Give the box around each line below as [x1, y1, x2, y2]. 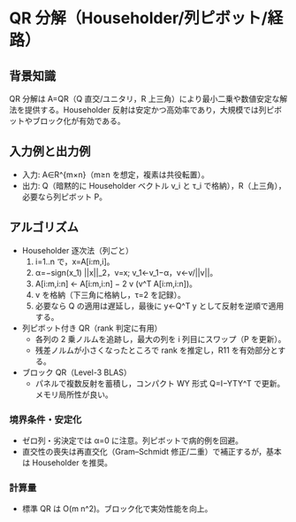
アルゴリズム [9, 220, 80, 235]
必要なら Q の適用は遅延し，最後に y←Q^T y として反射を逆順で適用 [34, 300, 285, 311]
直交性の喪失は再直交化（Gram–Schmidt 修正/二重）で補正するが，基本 [21, 446, 283, 456]
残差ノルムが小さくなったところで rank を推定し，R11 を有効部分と [34, 345, 278, 355]
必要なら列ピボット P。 [21, 191, 108, 202]
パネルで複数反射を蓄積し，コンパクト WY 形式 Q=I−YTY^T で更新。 [34, 378, 285, 388]
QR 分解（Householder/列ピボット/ [9, 8, 268, 28]
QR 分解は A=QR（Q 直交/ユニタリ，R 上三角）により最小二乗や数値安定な [9, 94, 280, 104]
